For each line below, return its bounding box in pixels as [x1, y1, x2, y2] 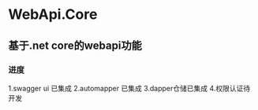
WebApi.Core [8, 5, 98, 24]
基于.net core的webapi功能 [8, 38, 142, 52]
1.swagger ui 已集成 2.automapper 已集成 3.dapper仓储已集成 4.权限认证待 [8, 83, 251, 93]
